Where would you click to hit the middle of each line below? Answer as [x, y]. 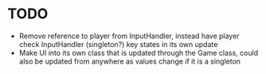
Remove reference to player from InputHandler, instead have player [129, 36]
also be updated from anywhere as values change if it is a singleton [129, 61]
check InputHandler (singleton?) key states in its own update [118, 44]
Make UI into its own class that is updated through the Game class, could [139, 53]
